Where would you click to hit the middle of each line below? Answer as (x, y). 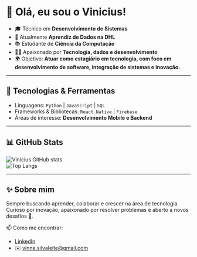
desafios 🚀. (20, 216)
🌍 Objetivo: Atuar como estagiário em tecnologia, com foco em (93, 59)
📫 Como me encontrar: (35, 228)
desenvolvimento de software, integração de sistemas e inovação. (97, 67)
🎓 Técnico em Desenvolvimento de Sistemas (71, 28)
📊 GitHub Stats (35, 142)
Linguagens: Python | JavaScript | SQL (60, 105)
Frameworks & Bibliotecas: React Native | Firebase (76, 111)
